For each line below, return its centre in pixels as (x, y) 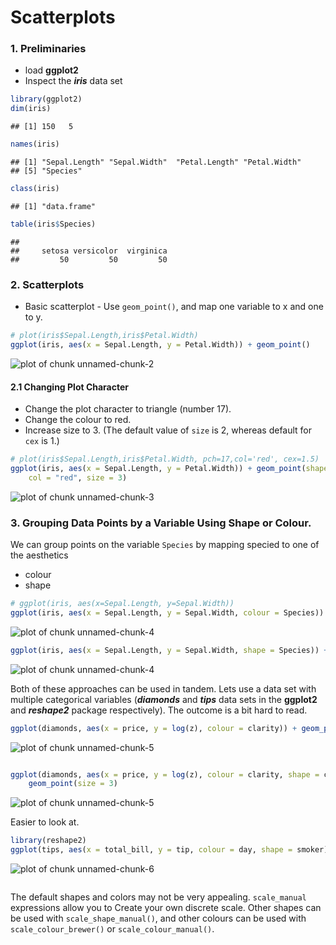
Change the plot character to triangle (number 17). (128, 409)
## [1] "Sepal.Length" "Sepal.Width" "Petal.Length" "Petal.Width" (156, 162)
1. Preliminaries (48, 49)
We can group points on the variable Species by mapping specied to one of (165, 545)
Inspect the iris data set (73, 81)
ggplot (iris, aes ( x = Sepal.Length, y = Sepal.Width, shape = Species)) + (169, 650)
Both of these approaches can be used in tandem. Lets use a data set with (163, 688)
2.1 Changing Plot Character (70, 387)
